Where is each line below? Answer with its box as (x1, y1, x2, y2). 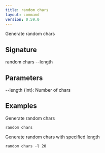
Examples (5, 102, 37, 110)
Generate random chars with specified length (5, 134, 100, 140)
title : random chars (5, 7, 49, 13)
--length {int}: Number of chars (5, 87, 71, 93)
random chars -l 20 (5, 143, 47, 148)
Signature (5, 45, 37, 54)
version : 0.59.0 (5, 17, 40, 22)
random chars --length (5, 59, 53, 65)
